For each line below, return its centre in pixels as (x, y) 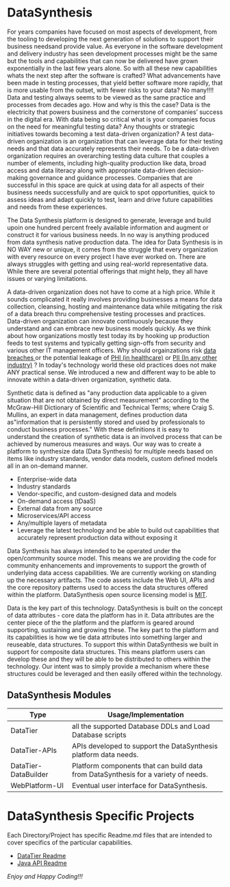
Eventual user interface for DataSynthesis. (139, 785)
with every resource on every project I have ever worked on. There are (107, 256)
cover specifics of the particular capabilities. (70, 842)
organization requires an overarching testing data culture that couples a (108, 155)
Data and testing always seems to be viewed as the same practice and (106, 97)
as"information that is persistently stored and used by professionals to (106, 422)
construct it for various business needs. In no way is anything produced (108, 234)
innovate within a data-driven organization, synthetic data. (89, 379)
